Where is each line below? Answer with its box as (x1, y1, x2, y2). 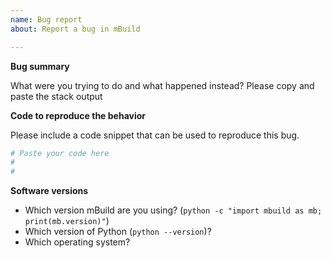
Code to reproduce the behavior (10, 109, 146, 121)
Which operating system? (24, 236, 131, 248)
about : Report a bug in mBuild (10, 24, 141, 34)
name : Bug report (10, 14, 83, 25)
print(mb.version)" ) (24, 215, 110, 227)
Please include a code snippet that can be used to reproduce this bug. (10, 129, 300, 141)
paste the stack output (10, 90, 103, 102)
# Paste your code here (10, 148, 110, 158)
